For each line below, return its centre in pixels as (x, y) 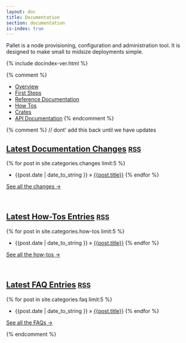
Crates (23, 112)
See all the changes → (34, 187)
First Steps (28, 93)
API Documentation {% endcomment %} (64, 119)
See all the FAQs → (30, 322)
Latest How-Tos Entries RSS (58, 217)
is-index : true (25, 28)
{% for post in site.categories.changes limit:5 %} (66, 163)
